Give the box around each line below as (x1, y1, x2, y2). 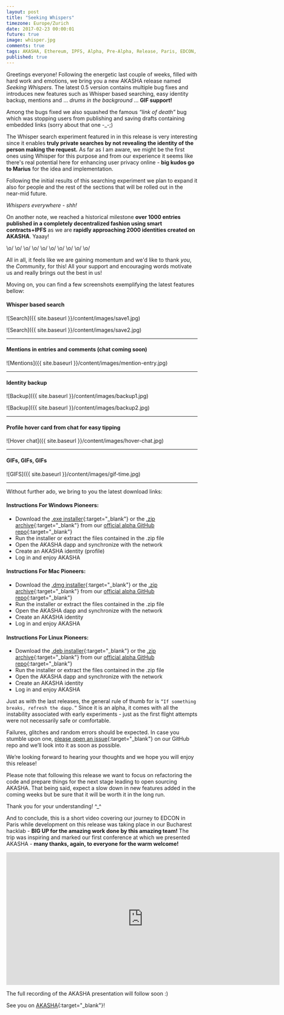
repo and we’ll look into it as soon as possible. (6, 741, 121, 749)
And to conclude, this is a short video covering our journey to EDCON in (6, 814, 186, 822)
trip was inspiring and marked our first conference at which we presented (6, 834, 191, 841)
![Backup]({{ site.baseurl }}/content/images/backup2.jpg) (6, 404, 150, 411)
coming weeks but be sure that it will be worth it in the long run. (6, 791, 166, 798)
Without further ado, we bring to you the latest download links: (6, 488, 163, 495)
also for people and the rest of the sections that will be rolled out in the (6, 183, 183, 191)
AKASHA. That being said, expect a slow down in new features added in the (6, 784, 196, 792)
